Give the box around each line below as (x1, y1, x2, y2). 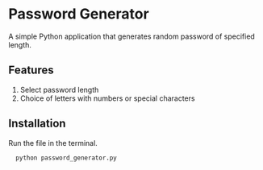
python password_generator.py (15, 154, 117, 162)
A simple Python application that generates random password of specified (8, 31, 256, 41)
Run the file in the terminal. (8, 138, 98, 147)
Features (8, 64, 54, 77)
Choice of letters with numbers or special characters (19, 93, 195, 103)
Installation (8, 117, 66, 131)
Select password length (19, 85, 99, 94)
